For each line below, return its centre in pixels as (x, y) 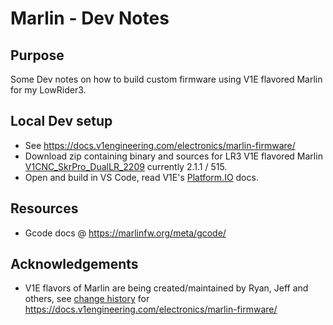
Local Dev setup (61, 121)
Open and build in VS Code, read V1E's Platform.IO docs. (141, 177)
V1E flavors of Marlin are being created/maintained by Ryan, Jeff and (166, 288)
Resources (44, 208)
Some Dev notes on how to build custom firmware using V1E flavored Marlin (166, 79)
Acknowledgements (74, 264)
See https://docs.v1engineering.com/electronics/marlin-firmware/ (160, 145)
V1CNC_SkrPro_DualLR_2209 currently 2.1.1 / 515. (126, 166)
